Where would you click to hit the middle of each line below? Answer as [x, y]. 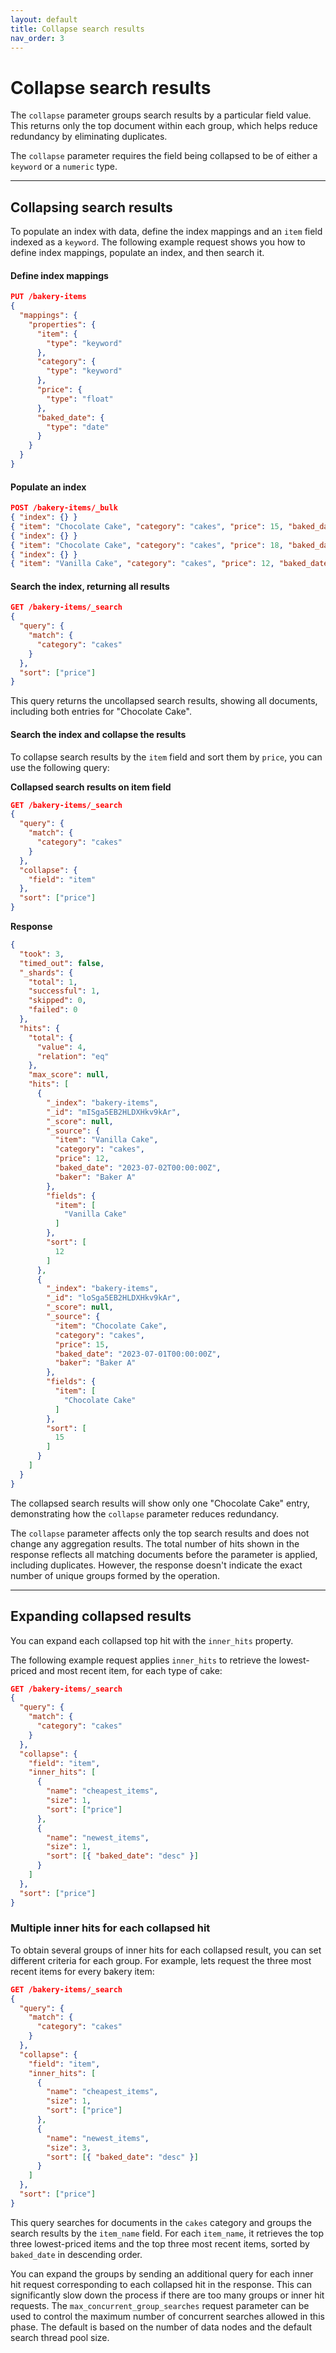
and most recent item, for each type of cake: [131, 1670]
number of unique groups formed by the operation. [115, 1575]
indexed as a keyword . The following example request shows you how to [158, 242]
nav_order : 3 [37, 38]
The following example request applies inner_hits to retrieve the [143, 1660]
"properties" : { [62, 324]
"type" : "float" [80, 399]
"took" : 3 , [42, 954]
